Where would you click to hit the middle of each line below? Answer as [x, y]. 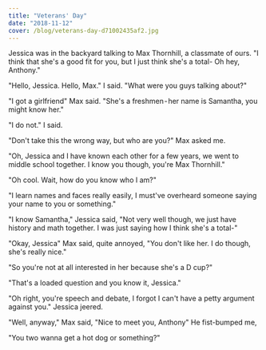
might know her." [36, 109]
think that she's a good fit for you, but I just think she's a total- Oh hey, [124, 62]
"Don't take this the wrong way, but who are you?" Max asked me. [117, 141]
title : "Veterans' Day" [48, 16]
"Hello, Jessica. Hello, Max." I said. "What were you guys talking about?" [128, 86]
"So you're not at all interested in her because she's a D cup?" [111, 268]
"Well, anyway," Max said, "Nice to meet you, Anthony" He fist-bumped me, [133, 322]
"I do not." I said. [36, 125]
